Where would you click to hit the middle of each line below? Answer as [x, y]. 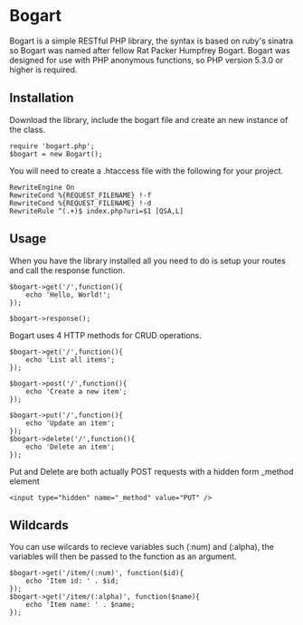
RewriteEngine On [42, 187]
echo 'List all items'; [71, 360]
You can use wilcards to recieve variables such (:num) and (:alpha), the [142, 547]
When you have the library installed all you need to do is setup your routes [148, 260]
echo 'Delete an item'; [71, 447]
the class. [28, 129]
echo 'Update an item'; [71, 423]
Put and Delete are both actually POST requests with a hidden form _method [151, 471]
